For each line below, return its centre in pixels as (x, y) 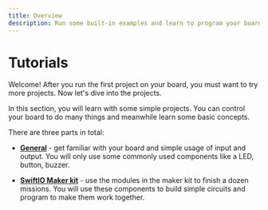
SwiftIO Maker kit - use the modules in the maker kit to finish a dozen (134, 180)
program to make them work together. (82, 197)
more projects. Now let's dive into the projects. (85, 93)
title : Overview (35, 16)
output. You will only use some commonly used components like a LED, (137, 157)
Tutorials (38, 63)
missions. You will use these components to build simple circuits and (132, 189)
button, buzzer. (45, 165)
